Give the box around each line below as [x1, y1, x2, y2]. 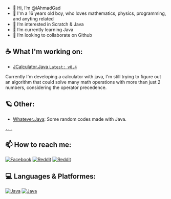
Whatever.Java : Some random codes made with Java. [12, 116, 127, 122]
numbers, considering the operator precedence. [5, 84, 107, 91]
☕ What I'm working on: [5, 48, 83, 56]
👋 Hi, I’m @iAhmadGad [12, 5, 61, 11]
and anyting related [12, 16, 54, 21]
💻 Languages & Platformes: [5, 172, 96, 181]
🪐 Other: [5, 100, 35, 108]
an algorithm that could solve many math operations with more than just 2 [5, 79, 161, 85]
